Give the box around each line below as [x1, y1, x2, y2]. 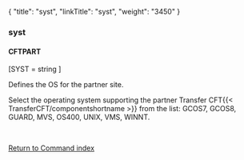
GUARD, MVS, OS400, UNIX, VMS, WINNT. [8, 112, 150, 122]
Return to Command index [8, 143, 94, 153]
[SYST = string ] [8, 64, 62, 74]
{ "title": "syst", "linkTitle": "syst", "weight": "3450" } [8, 7, 181, 16]
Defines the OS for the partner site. [8, 80, 124, 90]
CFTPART [8, 46, 42, 56]
